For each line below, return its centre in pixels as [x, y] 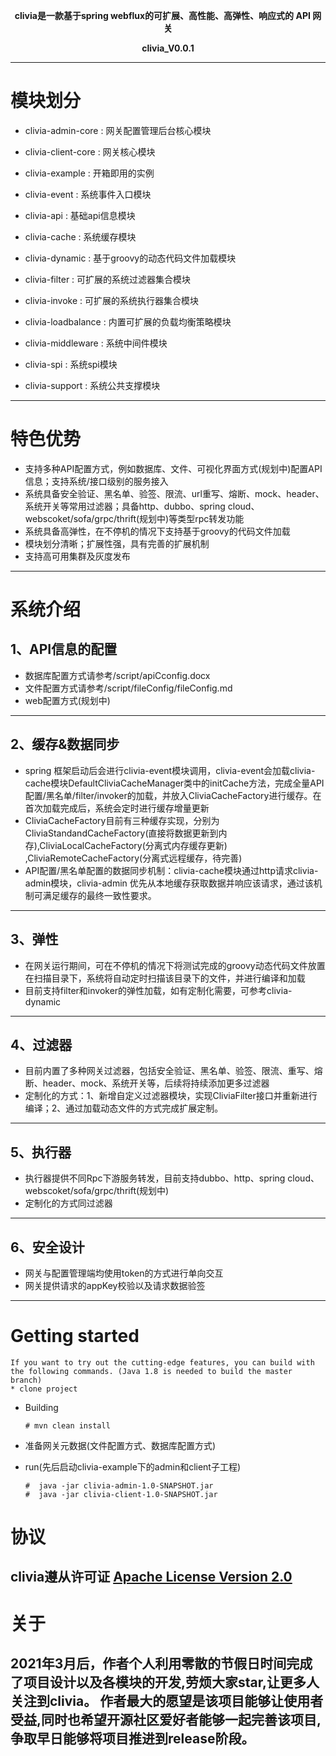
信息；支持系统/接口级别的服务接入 [96, 481]
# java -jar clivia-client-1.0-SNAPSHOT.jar [121, 1494]
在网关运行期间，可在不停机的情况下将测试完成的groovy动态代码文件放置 [175, 965]
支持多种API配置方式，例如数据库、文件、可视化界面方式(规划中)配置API [173, 468]
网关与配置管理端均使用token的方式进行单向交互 [124, 1273]
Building [41, 1407]
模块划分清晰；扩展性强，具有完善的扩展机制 [117, 543]
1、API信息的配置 [64, 649]
